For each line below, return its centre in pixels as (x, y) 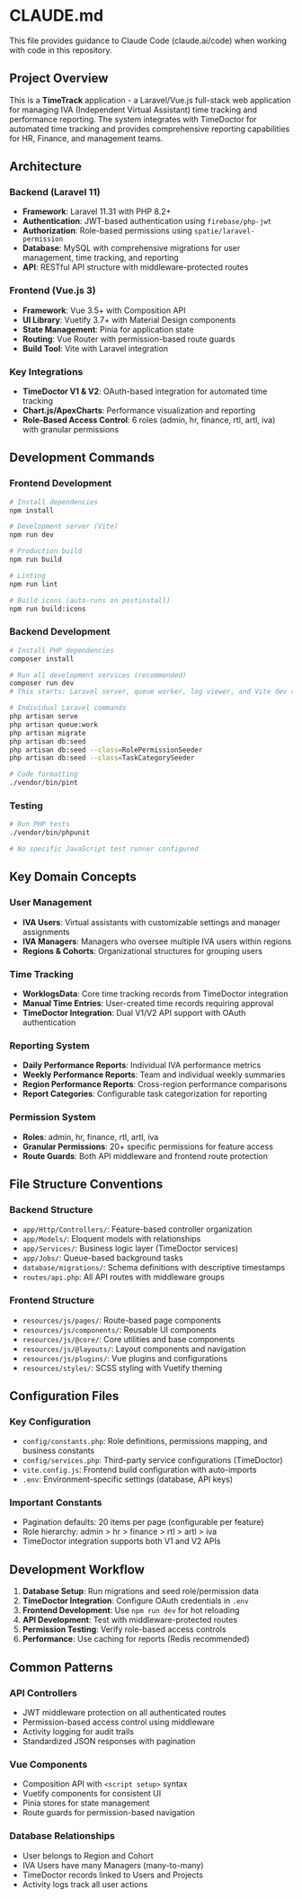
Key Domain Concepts (73, 877)
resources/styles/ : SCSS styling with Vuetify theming (122, 1368)
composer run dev (42, 683)
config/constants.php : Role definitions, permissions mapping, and (145, 1441)
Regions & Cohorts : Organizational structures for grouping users (142, 950)
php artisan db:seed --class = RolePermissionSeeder (106, 750)
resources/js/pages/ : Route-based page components (122, 1320)
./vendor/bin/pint (44, 783)
